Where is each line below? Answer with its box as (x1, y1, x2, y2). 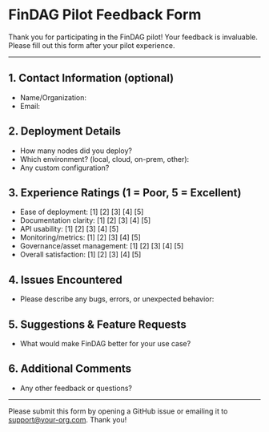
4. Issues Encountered (8, 273, 122, 286)
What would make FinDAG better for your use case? (19, 339, 191, 348)
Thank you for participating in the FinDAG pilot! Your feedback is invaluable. (8, 32, 259, 42)
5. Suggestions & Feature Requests (8, 317, 187, 331)
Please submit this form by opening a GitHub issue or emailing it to (8, 406, 228, 416)
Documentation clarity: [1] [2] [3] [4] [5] (19, 216, 151, 225)
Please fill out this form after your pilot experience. (8, 40, 175, 50)
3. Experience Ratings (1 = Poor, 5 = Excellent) (8, 186, 242, 200)
